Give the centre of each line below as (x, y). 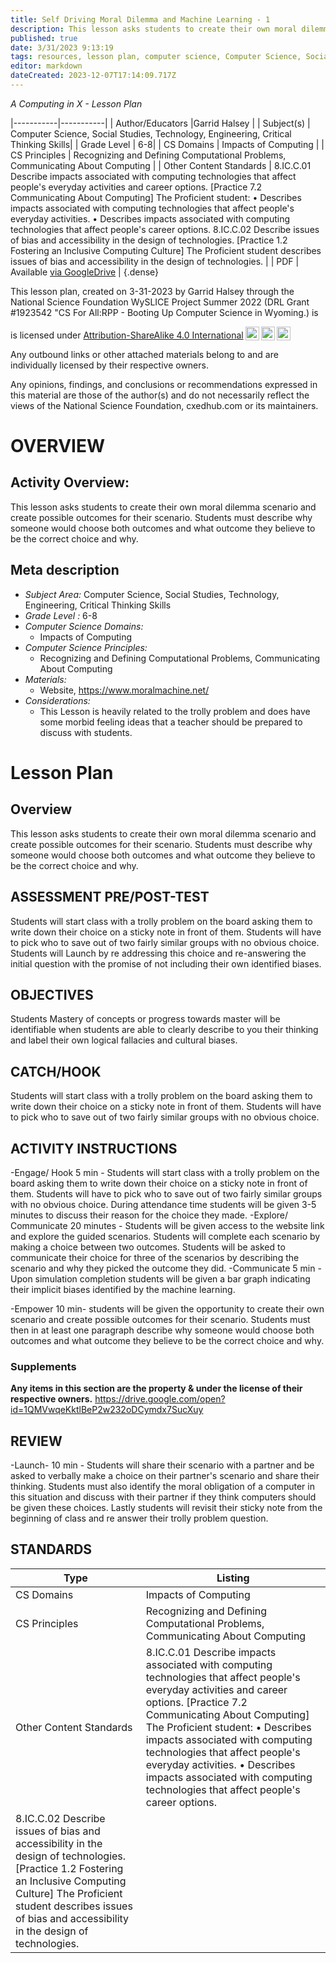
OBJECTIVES (52, 994)
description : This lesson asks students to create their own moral (154, 29)
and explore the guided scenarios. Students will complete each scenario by (165, 1236)
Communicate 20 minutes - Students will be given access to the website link (167, 1225)
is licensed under (46, 335)
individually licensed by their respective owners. (109, 365)
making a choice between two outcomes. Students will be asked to (148, 1247)
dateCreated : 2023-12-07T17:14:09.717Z (93, 76)
